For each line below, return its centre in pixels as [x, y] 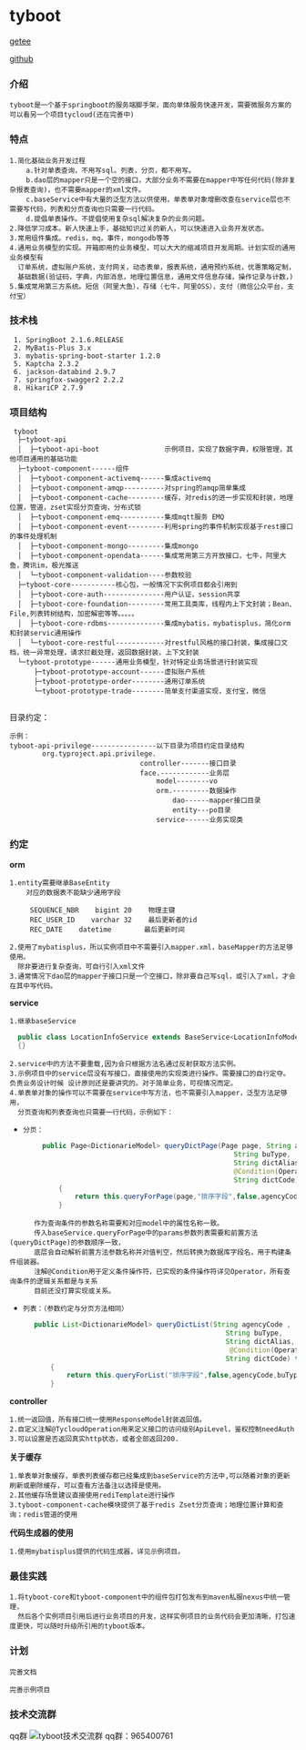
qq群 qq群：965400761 [92, 1736]
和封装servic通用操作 [46, 634]
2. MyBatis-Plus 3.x [52, 348]
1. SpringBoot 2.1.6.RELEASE [69, 340]
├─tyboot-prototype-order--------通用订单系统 [119, 682]
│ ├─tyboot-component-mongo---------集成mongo [108, 546]
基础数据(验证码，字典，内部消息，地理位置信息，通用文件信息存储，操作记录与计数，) [156, 277]
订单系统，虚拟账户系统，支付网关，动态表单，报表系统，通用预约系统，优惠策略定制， [157, 267]
